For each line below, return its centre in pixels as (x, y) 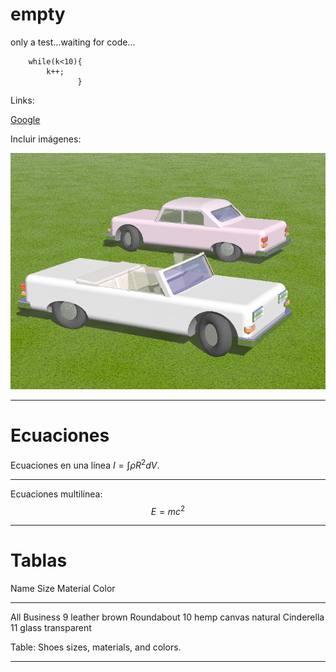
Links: (22, 100)
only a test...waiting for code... (73, 42)
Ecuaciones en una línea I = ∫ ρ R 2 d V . (85, 464)
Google (25, 119)
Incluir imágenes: (46, 139)
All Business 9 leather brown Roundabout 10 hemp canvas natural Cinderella (167, 617)
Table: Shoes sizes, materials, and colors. (96, 647)
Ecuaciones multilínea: (56, 494)
